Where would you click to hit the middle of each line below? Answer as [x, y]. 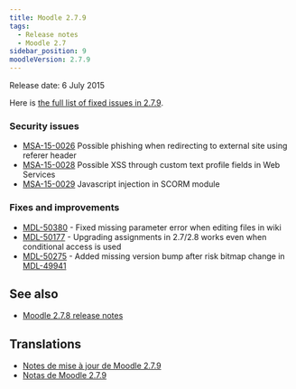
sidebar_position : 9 [48, 51]
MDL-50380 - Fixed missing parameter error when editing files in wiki [152, 227]
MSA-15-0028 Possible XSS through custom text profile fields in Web [151, 165]
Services [39, 175]
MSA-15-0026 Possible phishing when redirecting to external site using [155, 146]
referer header [49, 155]
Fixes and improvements [65, 208]
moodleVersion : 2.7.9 [50, 60]
